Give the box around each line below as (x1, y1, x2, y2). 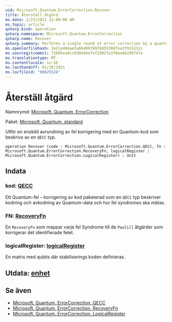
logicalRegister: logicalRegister (5, 242, 85, 249)
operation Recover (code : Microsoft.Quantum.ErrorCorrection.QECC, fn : (5, 144, 166, 149)
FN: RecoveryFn (5, 212, 46, 219)
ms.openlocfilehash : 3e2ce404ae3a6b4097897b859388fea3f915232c (5, 46, 143, 51)
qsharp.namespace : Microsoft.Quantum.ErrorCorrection (5, 31, 123, 36)
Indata (5, 167, 27, 176)
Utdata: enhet (5, 269, 50, 277)
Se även (5, 286, 32, 295)
